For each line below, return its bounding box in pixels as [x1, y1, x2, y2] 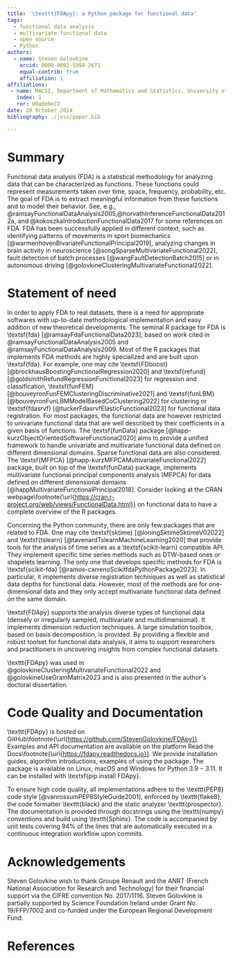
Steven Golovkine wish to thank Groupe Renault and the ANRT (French [7, 877, 209, 885]
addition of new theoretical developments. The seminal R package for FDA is [7, 323, 226, 331]
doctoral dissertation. [7, 680, 68, 689]
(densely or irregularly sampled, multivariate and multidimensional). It [7, 615, 206, 623]
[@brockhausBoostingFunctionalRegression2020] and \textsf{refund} [7, 367, 206, 376]
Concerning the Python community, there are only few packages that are [7, 521, 216, 529]
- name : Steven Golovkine [13, 56, 89, 62]
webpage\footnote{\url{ [7, 492, 75, 501]
